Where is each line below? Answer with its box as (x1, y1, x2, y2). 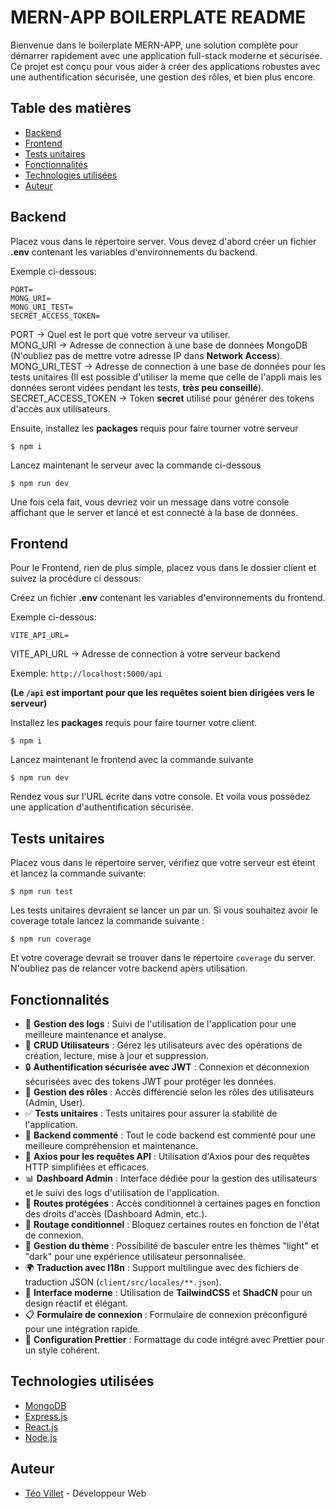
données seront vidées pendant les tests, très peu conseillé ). (10, 381, 265, 393)
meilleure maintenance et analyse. (24, 1029, 167, 1040)
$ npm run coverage (10, 934, 92, 945)
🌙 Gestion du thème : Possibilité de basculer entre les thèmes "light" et (24, 1240, 320, 1251)
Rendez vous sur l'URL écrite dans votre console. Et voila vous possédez (10, 791, 311, 803)
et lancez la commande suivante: (10, 867, 147, 880)
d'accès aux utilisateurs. (10, 402, 111, 415)
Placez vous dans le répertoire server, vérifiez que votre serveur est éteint (10, 857, 316, 869)
